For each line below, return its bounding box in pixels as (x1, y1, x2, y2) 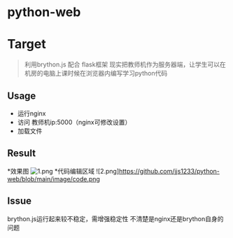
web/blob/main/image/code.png (7, 174, 100, 183)
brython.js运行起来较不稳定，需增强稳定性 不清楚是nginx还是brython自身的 (7, 214, 224, 223)
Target (7, 36, 47, 52)
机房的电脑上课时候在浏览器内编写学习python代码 (24, 69, 168, 78)
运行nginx (17, 109, 46, 118)
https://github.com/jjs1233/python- (118, 167, 220, 175)
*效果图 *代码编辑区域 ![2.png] (7, 167, 120, 175)
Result (7, 148, 36, 160)
